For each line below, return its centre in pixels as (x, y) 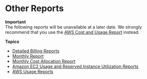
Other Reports (35, 8)
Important (15, 22)
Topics (12, 41)
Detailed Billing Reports (36, 51)
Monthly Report (28, 56)
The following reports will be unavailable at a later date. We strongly (73, 27)
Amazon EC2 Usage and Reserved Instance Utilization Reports (75, 66)
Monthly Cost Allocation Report (44, 61)
